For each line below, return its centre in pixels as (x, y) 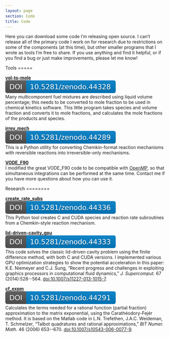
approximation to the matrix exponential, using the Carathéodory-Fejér (79, 313)
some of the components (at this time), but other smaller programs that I (81, 47)
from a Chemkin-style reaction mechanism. (50, 223)
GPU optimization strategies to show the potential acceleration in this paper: (85, 263)
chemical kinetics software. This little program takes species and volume (81, 108)
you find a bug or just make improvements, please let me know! (72, 58)
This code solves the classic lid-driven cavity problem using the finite (78, 252)
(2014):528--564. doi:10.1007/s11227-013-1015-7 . (56, 279)
